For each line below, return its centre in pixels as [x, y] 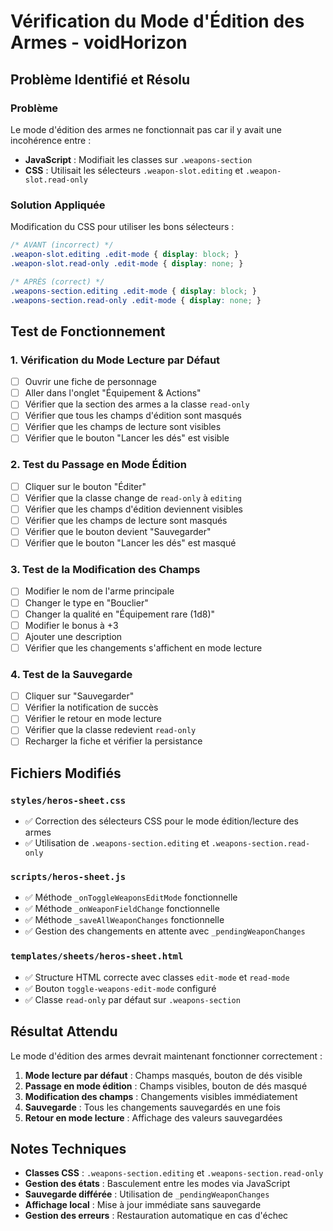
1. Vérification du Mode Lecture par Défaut [115, 360]
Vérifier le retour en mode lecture [93, 719]
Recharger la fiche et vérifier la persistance [113, 741]
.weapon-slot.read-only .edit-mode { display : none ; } [127, 263]
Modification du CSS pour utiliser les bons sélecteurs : [122, 227]
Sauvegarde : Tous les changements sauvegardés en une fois [152, 1107]
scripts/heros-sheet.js [68, 877]
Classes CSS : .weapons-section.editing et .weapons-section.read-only [174, 1173]
